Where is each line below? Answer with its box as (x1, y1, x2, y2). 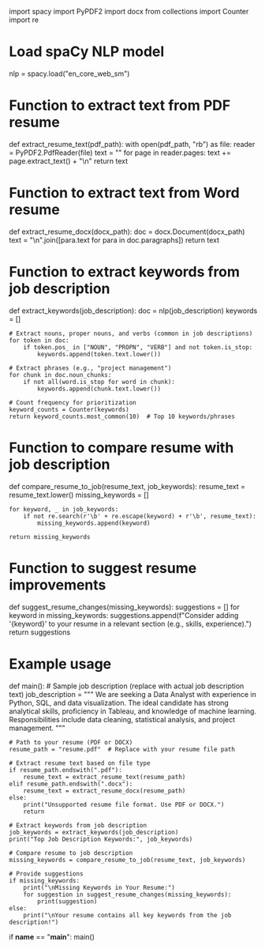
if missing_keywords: (9, 876, 80, 884)
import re (9, 15, 39, 24)
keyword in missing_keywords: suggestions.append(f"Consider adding (9, 610, 239, 619)
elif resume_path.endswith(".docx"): (9, 780, 133, 788)
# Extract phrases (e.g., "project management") (9, 363, 172, 372)
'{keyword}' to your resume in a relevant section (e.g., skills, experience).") (9, 619, 252, 628)
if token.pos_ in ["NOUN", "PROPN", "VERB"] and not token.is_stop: (23, 343, 253, 351)
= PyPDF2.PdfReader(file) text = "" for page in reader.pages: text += (9, 148, 232, 157)
